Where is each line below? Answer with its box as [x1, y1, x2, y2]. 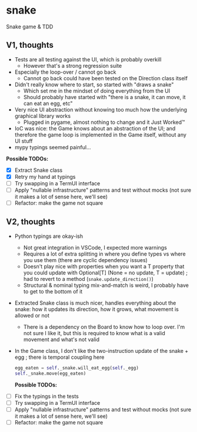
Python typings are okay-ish [14, 233, 84, 240]
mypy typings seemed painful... [14, 143, 91, 150]
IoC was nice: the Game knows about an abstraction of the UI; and [14, 125, 176, 132]
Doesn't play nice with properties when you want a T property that [23, 263, 185, 270]
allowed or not [14, 312, 50, 319]
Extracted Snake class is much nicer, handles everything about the [14, 299, 176, 306]
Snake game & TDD [6, 23, 54, 30]
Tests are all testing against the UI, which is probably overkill [14, 55, 162, 63]
